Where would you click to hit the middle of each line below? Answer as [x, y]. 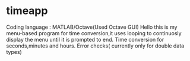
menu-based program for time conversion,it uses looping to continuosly [94, 33]
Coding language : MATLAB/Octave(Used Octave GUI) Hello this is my [92, 27]
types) [14, 52]
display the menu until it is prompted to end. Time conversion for [85, 39]
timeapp [27, 11]
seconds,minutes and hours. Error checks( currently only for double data [95, 46]
